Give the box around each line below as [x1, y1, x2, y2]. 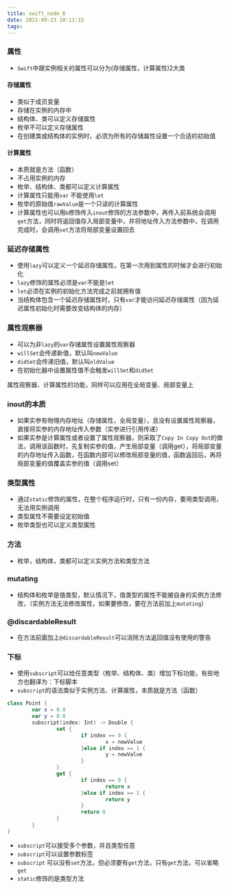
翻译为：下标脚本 [29, 678, 78, 686]
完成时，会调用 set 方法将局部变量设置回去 [16, 226, 135, 234]
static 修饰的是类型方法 [16, 874, 84, 882]
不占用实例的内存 [16, 174, 66, 182]
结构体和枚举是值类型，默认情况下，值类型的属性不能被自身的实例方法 [16, 591, 216, 599]
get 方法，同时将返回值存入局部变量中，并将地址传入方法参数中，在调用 [16, 217, 220, 226]
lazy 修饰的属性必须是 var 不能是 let [16, 278, 115, 287]
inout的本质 [7, 399, 46, 409]
